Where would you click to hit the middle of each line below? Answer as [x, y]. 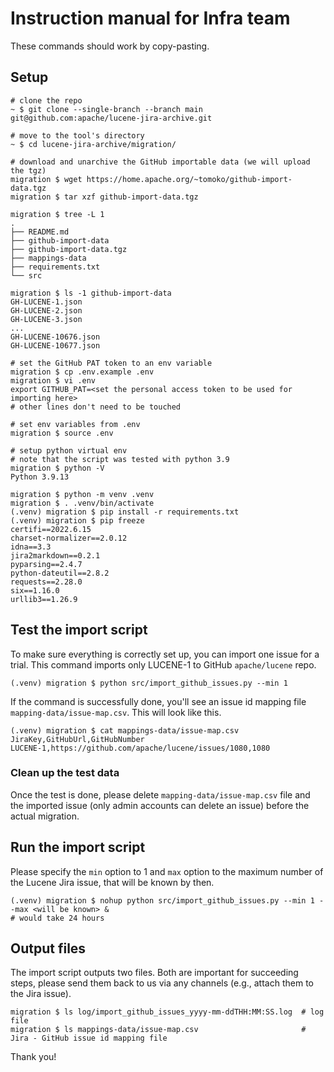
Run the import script [78, 847]
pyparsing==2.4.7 [46, 564]
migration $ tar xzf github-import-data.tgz [104, 197]
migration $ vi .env [53, 380]
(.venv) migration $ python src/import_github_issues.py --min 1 [149, 683]
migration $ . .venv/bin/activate [82, 503]
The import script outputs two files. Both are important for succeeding [154, 973]
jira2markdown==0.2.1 [55, 555]
